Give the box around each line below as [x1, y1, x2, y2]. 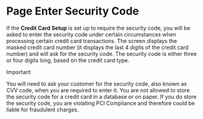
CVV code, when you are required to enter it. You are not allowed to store [6, 86, 190, 93]
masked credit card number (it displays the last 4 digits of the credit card [6, 44, 189, 51]
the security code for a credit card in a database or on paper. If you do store [6, 93, 197, 100]
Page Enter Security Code [6, 4, 139, 18]
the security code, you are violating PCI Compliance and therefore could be [6, 99, 196, 107]
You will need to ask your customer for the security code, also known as [6, 80, 187, 87]
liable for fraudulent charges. [6, 106, 79, 113]
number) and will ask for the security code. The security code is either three [6, 50, 198, 57]
